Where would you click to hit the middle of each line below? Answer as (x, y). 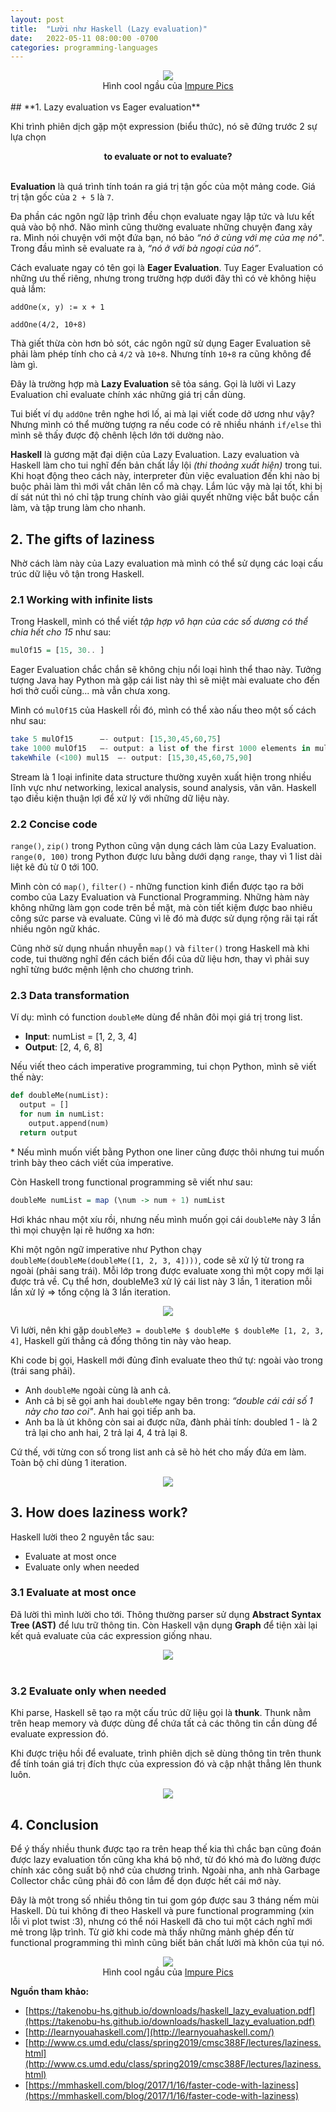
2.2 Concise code (54, 824)
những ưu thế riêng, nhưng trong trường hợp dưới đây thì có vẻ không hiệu (163, 278)
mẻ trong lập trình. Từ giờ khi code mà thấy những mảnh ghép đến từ (152, 1932)
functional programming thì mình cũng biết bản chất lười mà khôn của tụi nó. (167, 1942)
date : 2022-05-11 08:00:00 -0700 (84, 38)
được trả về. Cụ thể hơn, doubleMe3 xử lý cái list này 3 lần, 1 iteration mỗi (161, 1281)
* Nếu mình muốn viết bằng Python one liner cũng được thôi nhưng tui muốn (167, 1152)
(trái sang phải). (43, 1370)
